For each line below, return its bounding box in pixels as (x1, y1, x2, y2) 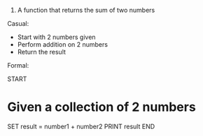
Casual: (7, 20, 29, 27)
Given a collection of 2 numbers (7, 99, 196, 115)
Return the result (17, 48, 66, 56)
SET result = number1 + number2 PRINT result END (7, 122, 155, 130)
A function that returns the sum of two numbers (17, 6, 155, 14)
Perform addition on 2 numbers (17, 40, 108, 48)
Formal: (7, 61, 29, 69)
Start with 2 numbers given (17, 33, 96, 41)
